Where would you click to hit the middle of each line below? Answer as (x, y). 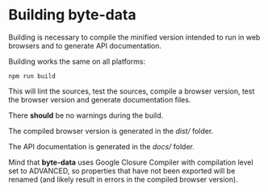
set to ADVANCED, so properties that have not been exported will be (122, 170)
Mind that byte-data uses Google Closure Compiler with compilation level (131, 162)
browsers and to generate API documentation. (85, 45)
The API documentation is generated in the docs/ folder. (102, 146)
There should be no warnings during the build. (86, 115)
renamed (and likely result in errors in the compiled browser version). (123, 179)
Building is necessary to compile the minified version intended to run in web (134, 37)
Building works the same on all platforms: (77, 61)
